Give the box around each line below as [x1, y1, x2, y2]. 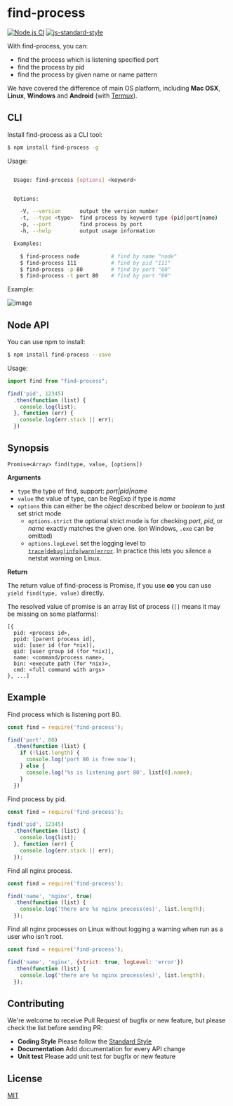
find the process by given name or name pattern [17, 70, 158, 79]
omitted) [27, 532, 53, 540]
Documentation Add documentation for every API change [17, 1045, 186, 1053]
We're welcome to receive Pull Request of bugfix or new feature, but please [7, 1016, 226, 1025]
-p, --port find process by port [20, 221, 142, 228]
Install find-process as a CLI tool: [7, 130, 103, 138]
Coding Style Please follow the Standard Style [17, 1037, 152, 1046]
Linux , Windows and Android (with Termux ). [7, 91, 138, 100]
